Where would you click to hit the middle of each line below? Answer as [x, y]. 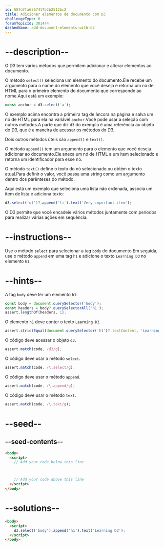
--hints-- [24, 281]
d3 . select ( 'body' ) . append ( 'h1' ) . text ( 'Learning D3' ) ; [70, 530]
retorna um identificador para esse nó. [44, 159]
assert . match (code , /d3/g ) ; [34, 349]
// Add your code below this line [49, 462]
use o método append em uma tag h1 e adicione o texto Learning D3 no [76, 256]
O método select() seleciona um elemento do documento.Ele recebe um [79, 80]
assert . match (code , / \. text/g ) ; [38, 404]
